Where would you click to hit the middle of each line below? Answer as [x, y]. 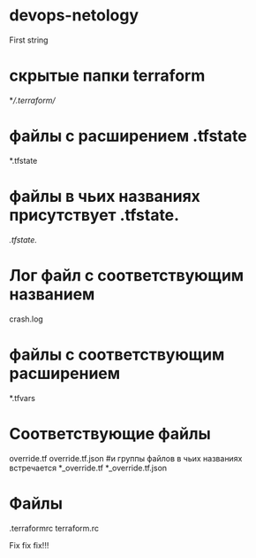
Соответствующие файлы [110, 434]
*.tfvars [22, 398]
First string [29, 40]
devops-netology [74, 15]
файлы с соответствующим [117, 354]
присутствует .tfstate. [94, 215]
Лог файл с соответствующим [127, 275]
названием [52, 294]
